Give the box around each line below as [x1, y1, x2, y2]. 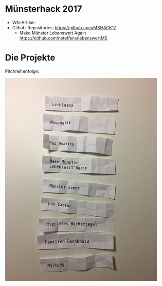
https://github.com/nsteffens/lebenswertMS [19, 35, 108, 41]
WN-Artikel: [12, 19, 36, 25]
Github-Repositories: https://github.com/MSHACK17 [12, 24, 117, 30]
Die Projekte [5, 52, 55, 63]
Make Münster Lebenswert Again [19, 30, 86, 36]
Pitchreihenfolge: [5, 68, 39, 74]
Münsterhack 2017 [5, 3, 83, 15]
